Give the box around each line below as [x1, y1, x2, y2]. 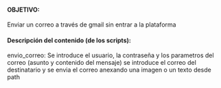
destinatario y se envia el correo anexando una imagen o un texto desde [7, 65, 211, 74]
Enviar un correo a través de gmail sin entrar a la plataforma [7, 20, 176, 29]
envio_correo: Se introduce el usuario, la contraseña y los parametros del [7, 51, 214, 59]
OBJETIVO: [7, 5, 40, 14]
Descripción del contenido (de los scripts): [7, 36, 132, 44]
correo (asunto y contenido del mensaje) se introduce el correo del [7, 59, 197, 67]
